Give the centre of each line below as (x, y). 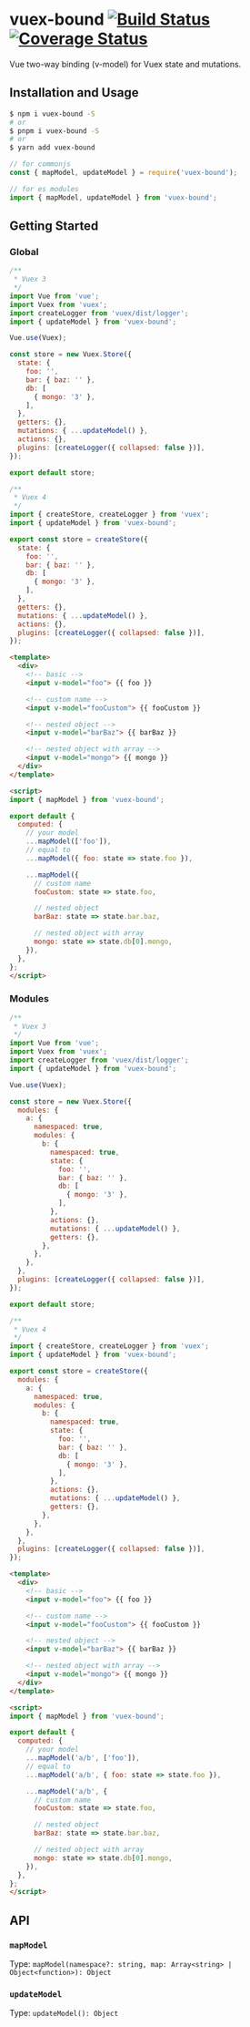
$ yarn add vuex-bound (52, 148)
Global (24, 252)
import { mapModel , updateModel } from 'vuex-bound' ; (114, 197)
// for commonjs (40, 164)
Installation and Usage (74, 93)
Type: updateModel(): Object (64, 2013)
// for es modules (44, 189)
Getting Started (54, 226)
